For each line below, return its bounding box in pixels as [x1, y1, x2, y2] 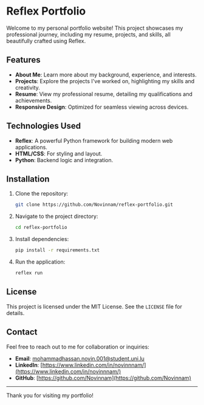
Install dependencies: [15, 236, 69, 243]
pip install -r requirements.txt [15, 247, 100, 253]
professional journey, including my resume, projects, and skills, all [6, 30, 171, 38]
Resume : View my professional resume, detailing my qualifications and [15, 90, 193, 98]
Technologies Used [6, 121, 81, 131]
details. [6, 309, 25, 316]
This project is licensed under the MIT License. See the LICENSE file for [6, 302, 182, 310]
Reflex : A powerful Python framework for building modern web [15, 137, 173, 144]
